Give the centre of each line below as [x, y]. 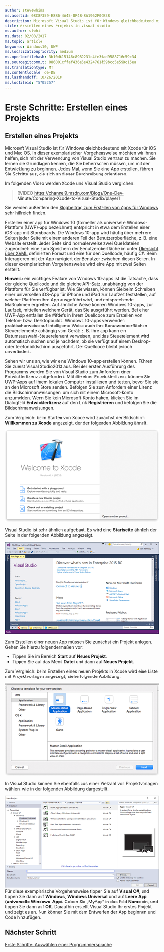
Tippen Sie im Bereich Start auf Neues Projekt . [60, 656]
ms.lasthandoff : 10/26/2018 [34, 78]
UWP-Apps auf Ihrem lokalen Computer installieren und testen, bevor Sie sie [82, 382]
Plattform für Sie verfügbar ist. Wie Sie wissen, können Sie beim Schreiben [80, 289]
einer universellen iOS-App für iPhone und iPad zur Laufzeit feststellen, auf [81, 294]
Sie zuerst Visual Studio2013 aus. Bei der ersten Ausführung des [70, 366]
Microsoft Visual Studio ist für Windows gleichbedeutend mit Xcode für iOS [81, 148]
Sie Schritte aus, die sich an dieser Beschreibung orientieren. [66, 174]
